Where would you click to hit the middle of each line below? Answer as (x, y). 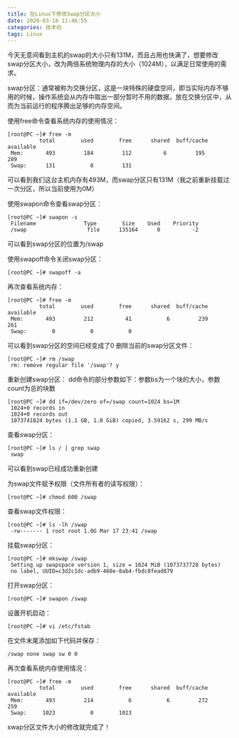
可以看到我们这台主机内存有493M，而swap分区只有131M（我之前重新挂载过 (118, 180)
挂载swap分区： (31, 545)
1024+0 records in (38, 408)
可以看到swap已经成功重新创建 (53, 468)
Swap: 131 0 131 (71, 166)
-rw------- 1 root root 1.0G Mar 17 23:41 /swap (84, 531)
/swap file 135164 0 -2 (105, 230)
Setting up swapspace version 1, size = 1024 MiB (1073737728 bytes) (116, 565)
